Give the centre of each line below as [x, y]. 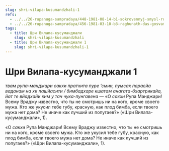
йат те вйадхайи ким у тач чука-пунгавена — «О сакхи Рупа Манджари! [84, 96]
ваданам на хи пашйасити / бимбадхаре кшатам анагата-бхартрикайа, [84, 91]
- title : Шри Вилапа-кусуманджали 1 [48, 42]
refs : [11, 14]
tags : [11, 28]
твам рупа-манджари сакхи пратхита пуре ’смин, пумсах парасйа [78, 85]
